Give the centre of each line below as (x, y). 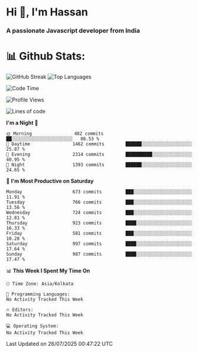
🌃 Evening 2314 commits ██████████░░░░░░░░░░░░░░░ (99, 155)
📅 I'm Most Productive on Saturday (50, 181)
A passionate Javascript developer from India (73, 31)
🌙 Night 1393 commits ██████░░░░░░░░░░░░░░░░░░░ (99, 165)
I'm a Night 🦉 (22, 123)
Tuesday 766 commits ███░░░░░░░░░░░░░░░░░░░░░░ (99, 202)
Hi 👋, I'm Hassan (47, 12)
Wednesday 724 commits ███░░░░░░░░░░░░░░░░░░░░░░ (99, 213)
